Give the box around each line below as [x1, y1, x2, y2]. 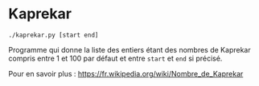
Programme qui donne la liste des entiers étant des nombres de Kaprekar [8, 45, 251, 54]
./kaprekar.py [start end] [8, 31, 99, 39]
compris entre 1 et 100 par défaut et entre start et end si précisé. [8, 53, 223, 63]
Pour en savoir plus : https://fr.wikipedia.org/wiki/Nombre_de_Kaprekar [8, 68, 244, 78]
